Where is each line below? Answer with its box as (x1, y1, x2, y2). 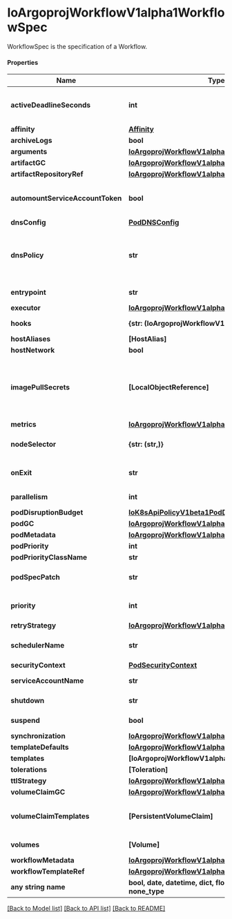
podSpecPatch (10, 572, 61, 582)
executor (10, 303, 41, 313)
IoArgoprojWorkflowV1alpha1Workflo (7, 5, 225, 21)
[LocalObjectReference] (128, 383, 209, 392)
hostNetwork (10, 345, 55, 355)
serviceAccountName (10, 676, 84, 686)
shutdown (10, 696, 45, 706)
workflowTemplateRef (10, 867, 85, 876)
